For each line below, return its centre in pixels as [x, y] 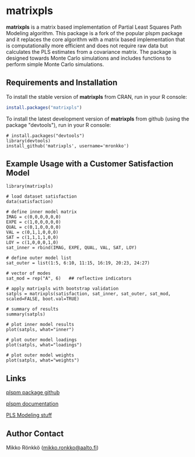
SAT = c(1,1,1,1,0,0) [32, 238]
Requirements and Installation [62, 83]
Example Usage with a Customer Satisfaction [90, 164]
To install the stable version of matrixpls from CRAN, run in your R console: [97, 97]
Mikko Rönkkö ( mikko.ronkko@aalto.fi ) [53, 448]
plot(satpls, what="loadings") [44, 345]
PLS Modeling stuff [29, 415]
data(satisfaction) [30, 202]
